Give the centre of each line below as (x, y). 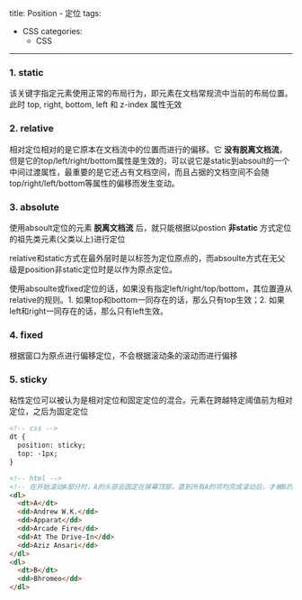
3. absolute (35, 207)
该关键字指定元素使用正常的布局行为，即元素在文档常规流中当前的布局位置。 (151, 94)
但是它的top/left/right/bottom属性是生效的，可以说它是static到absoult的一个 (150, 160)
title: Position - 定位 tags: (55, 13)
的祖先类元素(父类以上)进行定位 (67, 239)
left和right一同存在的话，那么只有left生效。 (89, 311)
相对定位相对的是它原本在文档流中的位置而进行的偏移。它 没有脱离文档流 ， (148, 149)
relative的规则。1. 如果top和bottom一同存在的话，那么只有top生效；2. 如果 (147, 299)
